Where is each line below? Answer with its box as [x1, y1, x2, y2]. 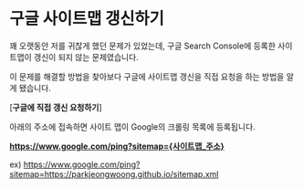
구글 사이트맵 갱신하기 [9, 8, 164, 29]
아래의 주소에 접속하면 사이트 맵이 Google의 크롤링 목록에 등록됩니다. [9, 121, 256, 132]
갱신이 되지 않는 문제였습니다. [33, 51, 139, 62]
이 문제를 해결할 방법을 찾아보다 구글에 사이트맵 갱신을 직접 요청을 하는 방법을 [9, 70, 285, 82]
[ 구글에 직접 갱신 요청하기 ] [9, 101, 102, 112]
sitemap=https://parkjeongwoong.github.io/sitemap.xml [9, 168, 219, 179]
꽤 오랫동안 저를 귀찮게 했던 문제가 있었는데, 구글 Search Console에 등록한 [9, 40, 277, 51]
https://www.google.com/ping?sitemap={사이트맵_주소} [9, 141, 225, 152]
